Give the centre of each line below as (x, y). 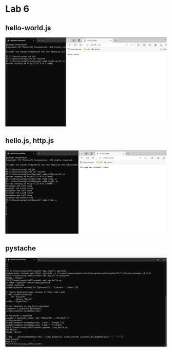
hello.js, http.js (30, 141)
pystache (21, 248)
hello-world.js (28, 28)
